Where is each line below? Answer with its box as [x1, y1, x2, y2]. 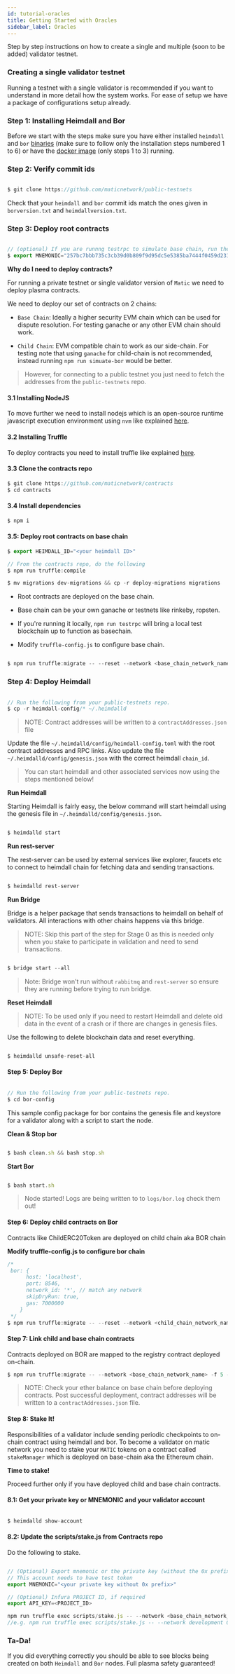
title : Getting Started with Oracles [7, 17, 117, 24]
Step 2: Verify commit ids [7, 164, 96, 174]
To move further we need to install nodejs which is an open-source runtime [7, 409, 224, 418]
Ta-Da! [7, 1636, 31, 1646]
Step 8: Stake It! [7, 1415, 55, 1423]
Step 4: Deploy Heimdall [7, 677, 91, 687]
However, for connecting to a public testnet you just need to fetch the [24, 370, 225, 379]
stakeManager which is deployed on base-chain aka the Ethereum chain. [7, 1452, 214, 1461]
